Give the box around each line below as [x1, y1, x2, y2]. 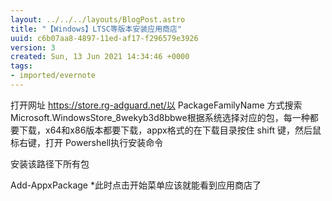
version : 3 [10, 42, 56, 53]
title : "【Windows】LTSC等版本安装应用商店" [10, 24, 183, 34]
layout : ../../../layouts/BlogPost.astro [10, 14, 186, 25]
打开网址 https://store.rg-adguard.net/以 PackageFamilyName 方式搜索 [10, 99, 303, 111]
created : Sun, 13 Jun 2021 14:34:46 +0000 [10, 52, 190, 62]
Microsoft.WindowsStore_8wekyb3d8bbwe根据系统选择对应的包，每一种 [10, 111, 310, 123]
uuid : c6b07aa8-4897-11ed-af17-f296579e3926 [10, 33, 199, 43]
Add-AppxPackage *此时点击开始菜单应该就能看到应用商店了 [10, 179, 262, 191]
